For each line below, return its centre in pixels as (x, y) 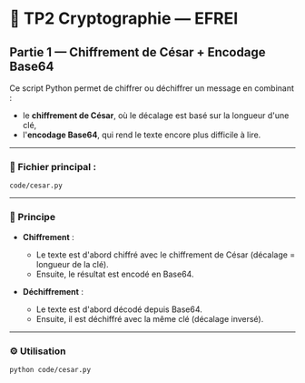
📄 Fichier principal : (53, 166)
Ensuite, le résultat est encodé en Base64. (115, 274)
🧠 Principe (33, 217)
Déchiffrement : (53, 291)
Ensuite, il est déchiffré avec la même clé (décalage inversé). (150, 318)
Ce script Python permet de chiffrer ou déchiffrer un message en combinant (152, 88)
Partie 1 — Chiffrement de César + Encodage (138, 52)
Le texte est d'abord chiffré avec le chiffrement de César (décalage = (166, 255)
